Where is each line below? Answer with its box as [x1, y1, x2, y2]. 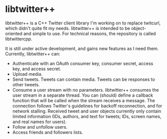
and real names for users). [12, 119, 67, 125]
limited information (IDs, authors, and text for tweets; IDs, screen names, [12, 113, 162, 119]
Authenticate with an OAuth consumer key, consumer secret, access [12, 60, 154, 66]
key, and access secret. [12, 66, 61, 72]
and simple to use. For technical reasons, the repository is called [23, 30, 156, 36]
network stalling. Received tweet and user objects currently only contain [12, 108, 162, 114]
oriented [5, 30, 22, 36]
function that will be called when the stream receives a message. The [12, 97, 156, 103]
